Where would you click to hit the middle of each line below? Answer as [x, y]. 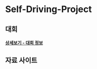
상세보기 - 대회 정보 [24, 43]
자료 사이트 [21, 60]
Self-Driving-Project [48, 9]
